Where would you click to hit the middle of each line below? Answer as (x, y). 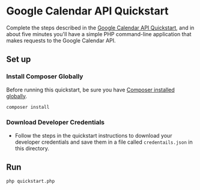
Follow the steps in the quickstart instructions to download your (93, 135)
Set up (19, 59)
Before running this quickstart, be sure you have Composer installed (91, 90)
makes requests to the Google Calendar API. (61, 40)
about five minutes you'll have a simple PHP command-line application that (99, 34)
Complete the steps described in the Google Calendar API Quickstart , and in (100, 28)
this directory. (32, 148)
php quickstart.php (31, 181)
